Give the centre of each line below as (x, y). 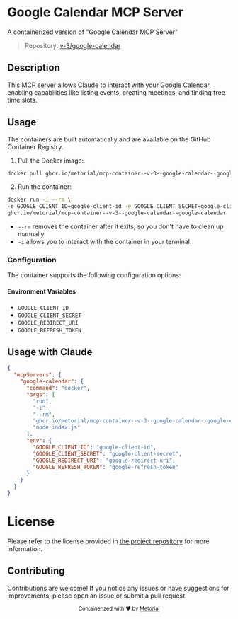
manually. (32, 234)
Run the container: (45, 187)
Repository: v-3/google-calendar (73, 45)
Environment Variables (42, 291)
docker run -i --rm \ (39, 200)
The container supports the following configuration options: (94, 275)
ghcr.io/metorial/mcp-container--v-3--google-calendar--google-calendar (117, 213)
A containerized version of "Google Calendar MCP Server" (93, 32)
